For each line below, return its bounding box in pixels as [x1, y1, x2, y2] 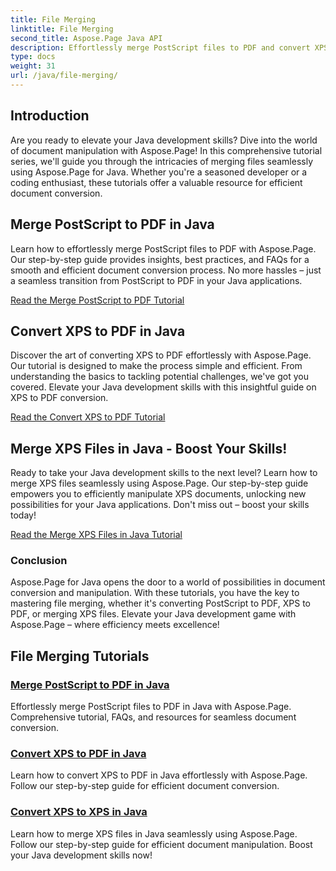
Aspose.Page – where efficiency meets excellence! [10, 619, 220, 631]
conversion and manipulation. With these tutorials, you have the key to [10, 587, 300, 599]
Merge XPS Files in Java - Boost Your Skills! [10, 440, 288, 457]
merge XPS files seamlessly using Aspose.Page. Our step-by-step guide [10, 477, 309, 490]
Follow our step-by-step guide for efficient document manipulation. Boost [10, 838, 313, 850]
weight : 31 [10, 61, 56, 71]
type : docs [10, 52, 56, 62]
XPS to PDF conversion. [10, 392, 109, 404]
